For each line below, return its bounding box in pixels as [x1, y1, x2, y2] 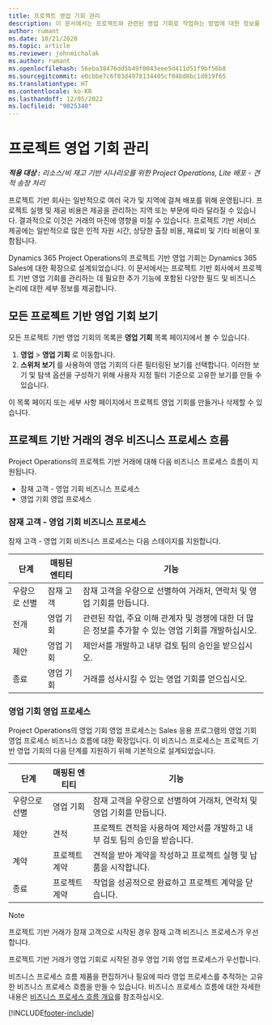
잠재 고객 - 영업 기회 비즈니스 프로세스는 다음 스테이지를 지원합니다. [8, 536, 221, 545]
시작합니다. [109, 862, 150, 873]
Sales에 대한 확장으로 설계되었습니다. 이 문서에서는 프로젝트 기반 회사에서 [8, 263, 240, 273]
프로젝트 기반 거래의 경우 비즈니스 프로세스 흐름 [8, 433, 229, 447]
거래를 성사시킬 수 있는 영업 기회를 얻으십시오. [83, 673, 248, 685]
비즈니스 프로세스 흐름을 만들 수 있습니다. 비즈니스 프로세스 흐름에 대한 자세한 [16, 982, 261, 992]
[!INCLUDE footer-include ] [8, 1008, 95, 1018]
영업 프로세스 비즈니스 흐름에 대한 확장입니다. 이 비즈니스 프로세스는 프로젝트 [8, 736, 251, 745]
